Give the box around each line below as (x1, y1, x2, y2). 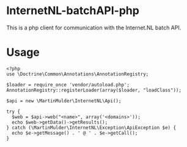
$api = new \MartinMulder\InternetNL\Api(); (6, 97, 122, 104)
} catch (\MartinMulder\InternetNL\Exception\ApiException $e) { (6, 124, 176, 130)
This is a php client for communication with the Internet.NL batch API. (6, 24, 182, 31)
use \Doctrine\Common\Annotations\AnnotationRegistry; (6, 71, 149, 77)
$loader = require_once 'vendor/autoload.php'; (6, 81, 130, 88)
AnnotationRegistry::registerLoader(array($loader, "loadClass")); (6, 87, 182, 93)
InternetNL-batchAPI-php (6, 4, 139, 18)
